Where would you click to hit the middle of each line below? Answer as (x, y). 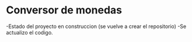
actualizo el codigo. (30, 32)
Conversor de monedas (64, 10)
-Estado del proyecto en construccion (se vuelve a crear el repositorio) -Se (96, 26)
